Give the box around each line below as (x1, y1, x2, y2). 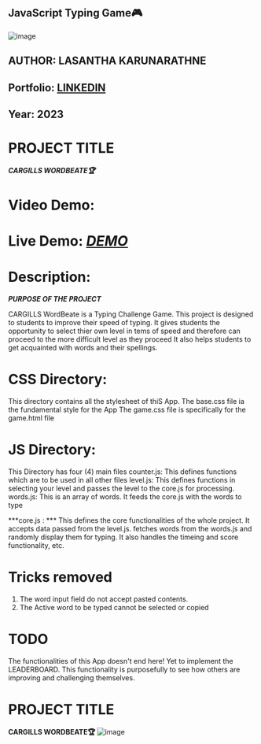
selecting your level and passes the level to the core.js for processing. (8, 483, 235, 494)
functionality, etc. (8, 541, 64, 550)
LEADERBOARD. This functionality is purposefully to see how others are (8, 664, 241, 674)
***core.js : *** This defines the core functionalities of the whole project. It (8, 516, 250, 525)
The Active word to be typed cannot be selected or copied (19, 603, 210, 613)
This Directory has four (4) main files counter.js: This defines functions (8, 467, 237, 476)
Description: (8, 268, 91, 286)
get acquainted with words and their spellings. (8, 343, 158, 353)
